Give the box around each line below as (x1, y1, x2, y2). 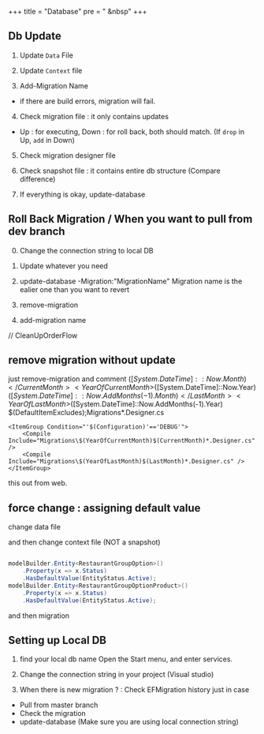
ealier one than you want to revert (19, 284, 130, 294)
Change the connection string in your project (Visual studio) (19, 670, 214, 680)
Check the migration (19, 709, 87, 718)
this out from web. (8, 478, 68, 488)
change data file (8, 522, 61, 532)
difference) (19, 174, 56, 184)
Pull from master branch (19, 700, 99, 710)
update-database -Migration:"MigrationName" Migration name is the (19, 276, 243, 286)
